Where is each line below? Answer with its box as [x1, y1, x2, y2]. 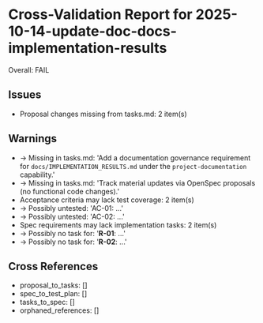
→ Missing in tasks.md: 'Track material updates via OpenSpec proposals [19, 178, 256, 187]
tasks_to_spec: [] [19, 298, 75, 307]
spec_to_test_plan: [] [19, 289, 88, 299]
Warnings [8, 132, 58, 145]
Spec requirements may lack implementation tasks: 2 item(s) [19, 220, 217, 230]
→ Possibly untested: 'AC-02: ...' [19, 212, 125, 221]
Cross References [8, 259, 99, 273]
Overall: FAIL [8, 65, 50, 74]
